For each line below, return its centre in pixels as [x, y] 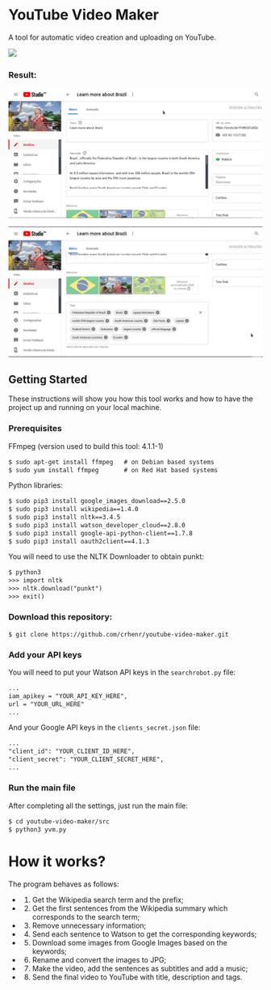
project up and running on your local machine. [85, 408]
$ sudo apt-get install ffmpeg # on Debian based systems [112, 462]
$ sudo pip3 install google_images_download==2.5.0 [97, 501]
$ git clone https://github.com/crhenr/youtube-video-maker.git [119, 634]
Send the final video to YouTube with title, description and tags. [137, 977]
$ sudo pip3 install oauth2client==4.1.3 [79, 541]
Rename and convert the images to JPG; [99, 959]
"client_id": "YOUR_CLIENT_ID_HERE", [72, 751]
